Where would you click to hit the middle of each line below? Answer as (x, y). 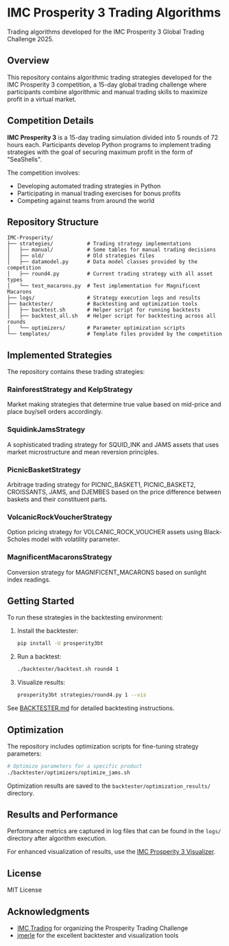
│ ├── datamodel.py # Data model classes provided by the (102, 262)
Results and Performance (63, 815)
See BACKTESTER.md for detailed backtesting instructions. (91, 708)
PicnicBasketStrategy (44, 470)
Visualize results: (41, 683)
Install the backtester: (48, 631)
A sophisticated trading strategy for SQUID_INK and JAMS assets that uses (113, 444)
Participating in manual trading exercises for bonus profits (99, 193)
